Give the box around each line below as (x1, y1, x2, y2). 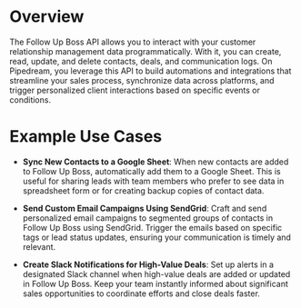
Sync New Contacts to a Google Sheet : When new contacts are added (22, 156, 289, 167)
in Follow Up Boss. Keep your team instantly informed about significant (22, 278, 289, 289)
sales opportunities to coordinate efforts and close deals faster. (22, 288, 261, 299)
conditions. (9, 94, 52, 105)
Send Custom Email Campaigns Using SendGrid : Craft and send (22, 203, 267, 214)
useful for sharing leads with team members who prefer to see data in (22, 175, 285, 186)
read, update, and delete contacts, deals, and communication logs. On (9, 55, 273, 66)
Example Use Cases (9, 126, 163, 147)
